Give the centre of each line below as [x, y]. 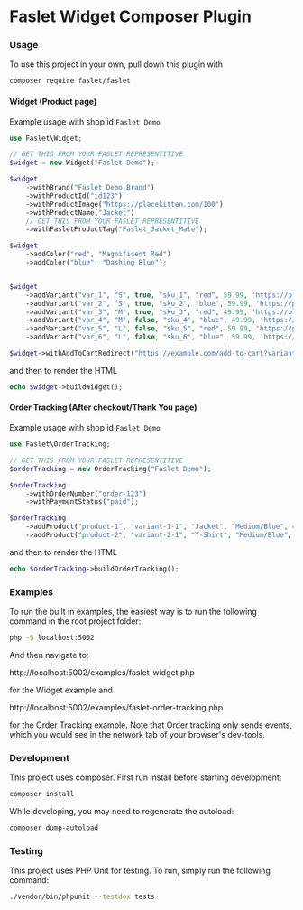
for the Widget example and [61, 690]
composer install [42, 794]
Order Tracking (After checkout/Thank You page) [103, 407]
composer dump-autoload [54, 828]
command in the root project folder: [75, 621]
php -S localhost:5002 [52, 638]
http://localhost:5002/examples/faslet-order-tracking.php [116, 707]
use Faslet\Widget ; [46, 138]
